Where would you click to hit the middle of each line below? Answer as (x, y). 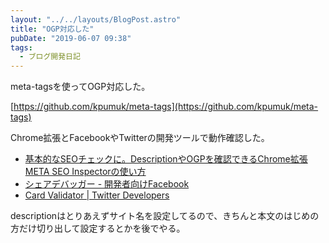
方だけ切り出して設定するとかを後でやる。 (98, 228)
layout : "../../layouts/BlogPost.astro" (96, 19)
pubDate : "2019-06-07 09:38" (71, 38)
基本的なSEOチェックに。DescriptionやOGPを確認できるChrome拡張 (166, 159)
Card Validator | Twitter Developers (97, 195)
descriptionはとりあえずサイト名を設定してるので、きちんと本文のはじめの (165, 216)
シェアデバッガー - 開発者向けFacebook (107, 184)
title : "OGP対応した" (52, 29)
